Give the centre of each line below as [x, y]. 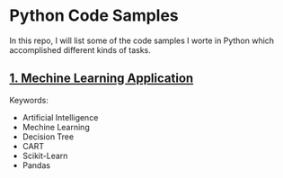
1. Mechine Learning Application [102, 79]
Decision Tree [48, 137]
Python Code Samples [94, 16]
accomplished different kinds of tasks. [80, 49]
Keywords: [29, 100]
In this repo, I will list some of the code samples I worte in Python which [142, 40]
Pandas [36, 165]
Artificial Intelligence [60, 117]
